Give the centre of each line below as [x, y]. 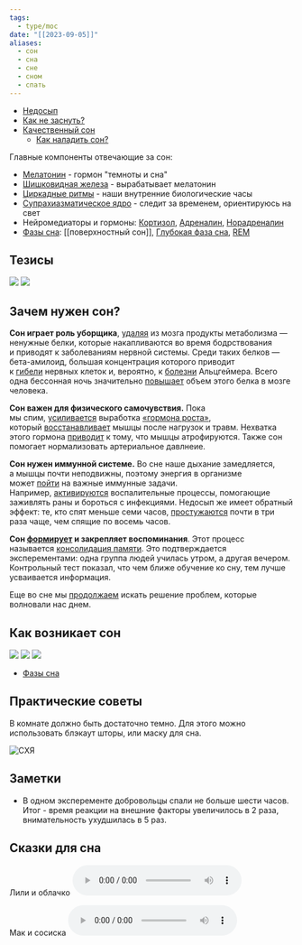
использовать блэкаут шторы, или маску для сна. [105, 733]
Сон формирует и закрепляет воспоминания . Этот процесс [127, 539]
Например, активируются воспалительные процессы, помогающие [140, 493]
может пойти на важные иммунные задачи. [94, 483]
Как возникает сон [65, 633]
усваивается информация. [60, 578]
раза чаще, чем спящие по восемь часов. [90, 522]
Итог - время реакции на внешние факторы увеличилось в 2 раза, [151, 810]
